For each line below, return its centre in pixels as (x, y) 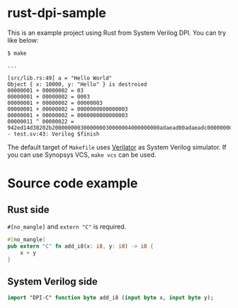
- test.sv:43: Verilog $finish (53, 134)
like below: (23, 40)
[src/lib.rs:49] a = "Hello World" (60, 78)
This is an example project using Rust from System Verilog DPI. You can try (117, 33)
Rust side (28, 210)
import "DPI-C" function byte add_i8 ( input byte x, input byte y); (110, 298)
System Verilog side (52, 281)
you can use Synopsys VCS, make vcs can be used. (82, 155)
